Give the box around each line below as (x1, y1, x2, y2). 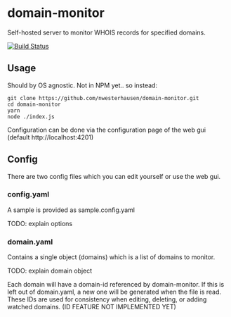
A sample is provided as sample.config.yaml (7, 206, 136, 214)
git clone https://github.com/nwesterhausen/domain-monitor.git (7, 94, 199, 101)
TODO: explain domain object (7, 266, 93, 275)
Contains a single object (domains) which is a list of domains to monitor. (7, 253, 216, 261)
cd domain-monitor (7, 101, 61, 108)
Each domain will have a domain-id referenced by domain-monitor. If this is (7, 280, 225, 289)
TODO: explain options (7, 219, 73, 228)
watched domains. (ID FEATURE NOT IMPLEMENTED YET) (7, 303, 177, 311)
